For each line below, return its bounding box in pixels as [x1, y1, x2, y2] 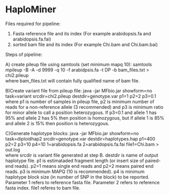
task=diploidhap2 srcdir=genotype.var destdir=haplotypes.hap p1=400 [5, 135, 155, 142]
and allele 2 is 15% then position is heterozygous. [5, 120, 110, 126]
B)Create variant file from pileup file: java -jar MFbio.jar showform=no [5, 87, 153, 93]
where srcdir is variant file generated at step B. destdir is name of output [5, 152, 159, 158]
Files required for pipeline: [5, 21, 61, 27]
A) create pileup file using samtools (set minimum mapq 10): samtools [5, 61, 152, 67]
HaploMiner [5, 4, 56, 15]
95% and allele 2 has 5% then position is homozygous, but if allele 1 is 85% [5, 114, 165, 121]
